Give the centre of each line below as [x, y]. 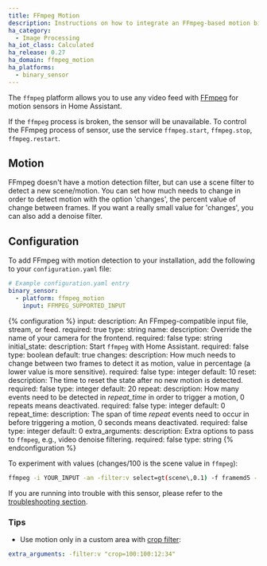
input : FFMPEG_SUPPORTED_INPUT [74, 306]
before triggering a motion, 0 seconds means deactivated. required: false [128, 422]
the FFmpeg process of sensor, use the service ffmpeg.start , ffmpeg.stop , [130, 130]
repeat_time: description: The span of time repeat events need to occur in [129, 414]
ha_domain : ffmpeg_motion [51, 61]
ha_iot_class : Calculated [51, 45]
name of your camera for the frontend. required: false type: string [115, 338]
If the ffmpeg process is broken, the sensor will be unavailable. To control [128, 121]
